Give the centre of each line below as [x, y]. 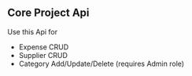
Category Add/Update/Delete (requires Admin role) [102, 63]
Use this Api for [33, 31]
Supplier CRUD [43, 55]
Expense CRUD [44, 47]
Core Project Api [48, 13]
